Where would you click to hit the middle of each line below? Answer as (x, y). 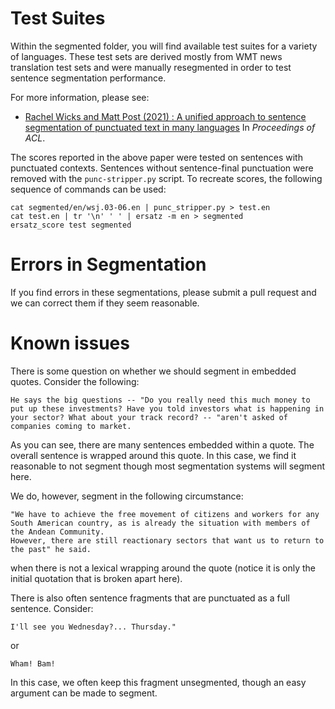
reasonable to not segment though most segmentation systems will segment (168, 466)
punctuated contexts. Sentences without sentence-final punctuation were (162, 168)
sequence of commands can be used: (88, 189)
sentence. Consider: (52, 608)
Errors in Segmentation (108, 264)
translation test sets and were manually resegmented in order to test (151, 67)
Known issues (70, 343)
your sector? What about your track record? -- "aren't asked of (149, 417)
